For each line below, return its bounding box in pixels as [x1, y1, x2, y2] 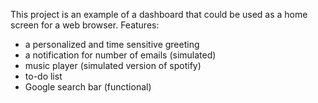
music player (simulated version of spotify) [24, 60, 202, 71]
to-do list [24, 70, 63, 82]
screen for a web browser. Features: [10, 19, 160, 31]
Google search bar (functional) [24, 81, 152, 93]
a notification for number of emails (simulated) [24, 49, 217, 61]
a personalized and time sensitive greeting [24, 39, 200, 50]
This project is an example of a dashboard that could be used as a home [10, 9, 308, 20]
